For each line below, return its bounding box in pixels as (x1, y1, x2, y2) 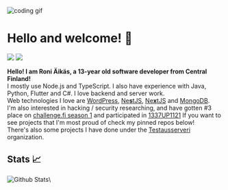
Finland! (7, 74, 31, 82)
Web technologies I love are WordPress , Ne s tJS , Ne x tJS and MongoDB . (7, 96, 210, 104)
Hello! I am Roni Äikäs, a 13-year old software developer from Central (7, 67, 207, 75)
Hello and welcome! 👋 (7, 31, 133, 46)
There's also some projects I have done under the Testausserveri (7, 126, 190, 134)
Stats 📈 (7, 154, 42, 165)
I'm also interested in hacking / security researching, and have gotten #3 (7, 104, 212, 112)
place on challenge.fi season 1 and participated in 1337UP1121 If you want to (7, 110, 221, 119)
